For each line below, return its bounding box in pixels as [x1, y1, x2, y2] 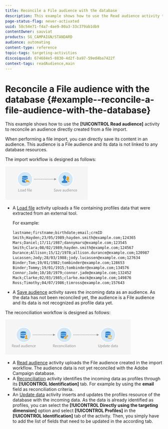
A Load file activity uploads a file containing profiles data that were [12, 205, 150, 211]
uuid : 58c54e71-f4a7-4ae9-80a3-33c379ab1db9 [5, 24, 99, 29]
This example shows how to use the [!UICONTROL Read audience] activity [5, 121, 160, 127]
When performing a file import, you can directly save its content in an [5, 136, 148, 142]
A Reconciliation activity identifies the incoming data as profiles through [12, 376, 161, 382]
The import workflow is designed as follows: [5, 156, 96, 162]
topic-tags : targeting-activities [5, 50, 77, 55]
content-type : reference [5, 45, 57, 50]
